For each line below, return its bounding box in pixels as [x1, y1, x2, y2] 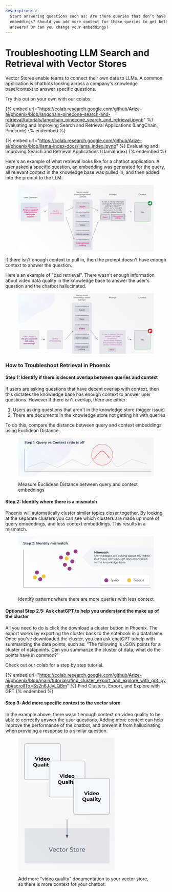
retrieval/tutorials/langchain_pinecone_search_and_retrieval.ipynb [5, 117, 144, 123]
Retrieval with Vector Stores [5, 58, 127, 70]
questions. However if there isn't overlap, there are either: [5, 396, 127, 402]
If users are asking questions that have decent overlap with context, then [5, 386, 159, 392]
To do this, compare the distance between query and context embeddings [5, 422, 162, 428]
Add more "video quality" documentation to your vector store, [18, 876, 148, 882]
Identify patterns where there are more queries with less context [18, 596, 154, 602]
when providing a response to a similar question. [5, 727, 108, 734]
